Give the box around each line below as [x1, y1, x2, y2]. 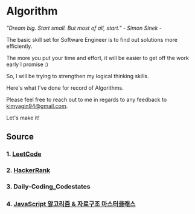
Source [6, 132, 34, 142]
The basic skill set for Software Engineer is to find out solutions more [6, 36, 178, 43]
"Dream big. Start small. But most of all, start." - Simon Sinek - [6, 24, 162, 32]
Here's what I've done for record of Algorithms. [6, 84, 124, 92]
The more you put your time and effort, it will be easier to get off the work [6, 54, 189, 61]
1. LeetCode [6, 150, 42, 158]
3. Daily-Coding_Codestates [6, 182, 91, 191]
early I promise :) [6, 61, 48, 68]
